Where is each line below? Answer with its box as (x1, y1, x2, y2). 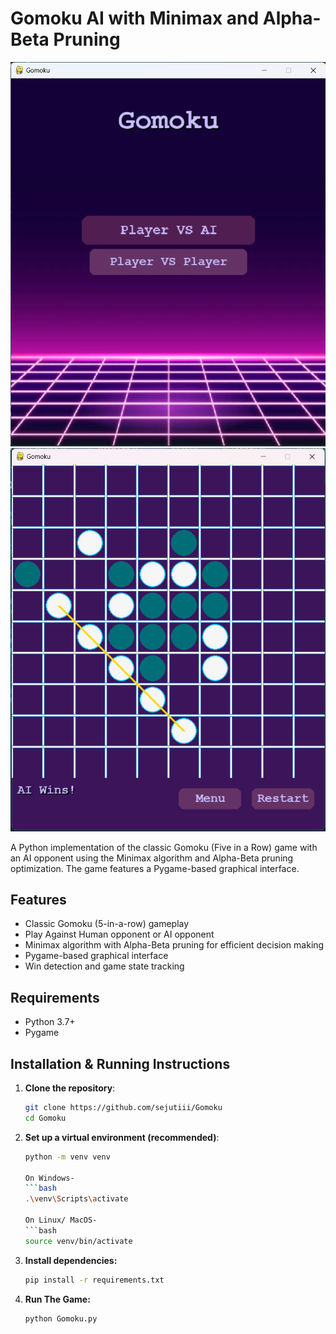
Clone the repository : (24, 1082, 116, 1094)
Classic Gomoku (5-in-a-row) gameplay (24, 918, 190, 930)
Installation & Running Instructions (10, 1055, 231, 1072)
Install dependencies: (24, 1254, 118, 1266)
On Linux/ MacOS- (24, 1215, 98, 1226)
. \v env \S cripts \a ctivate (24, 1194, 129, 1204)
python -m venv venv (24, 1152, 111, 1162)
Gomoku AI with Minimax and (10, 7, 260, 30)
